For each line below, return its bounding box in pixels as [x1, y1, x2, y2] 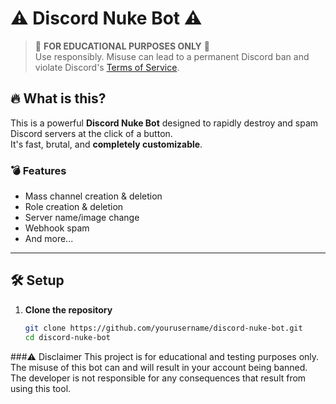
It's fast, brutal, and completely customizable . [10, 138, 203, 150]
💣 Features [10, 163, 67, 177]
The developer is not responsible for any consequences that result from [10, 372, 307, 384]
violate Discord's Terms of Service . [34, 61, 180, 73]
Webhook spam [24, 222, 90, 234]
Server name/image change [24, 212, 140, 224]
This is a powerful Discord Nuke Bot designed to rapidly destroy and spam [10, 117, 319, 129]
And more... [24, 233, 74, 245]
